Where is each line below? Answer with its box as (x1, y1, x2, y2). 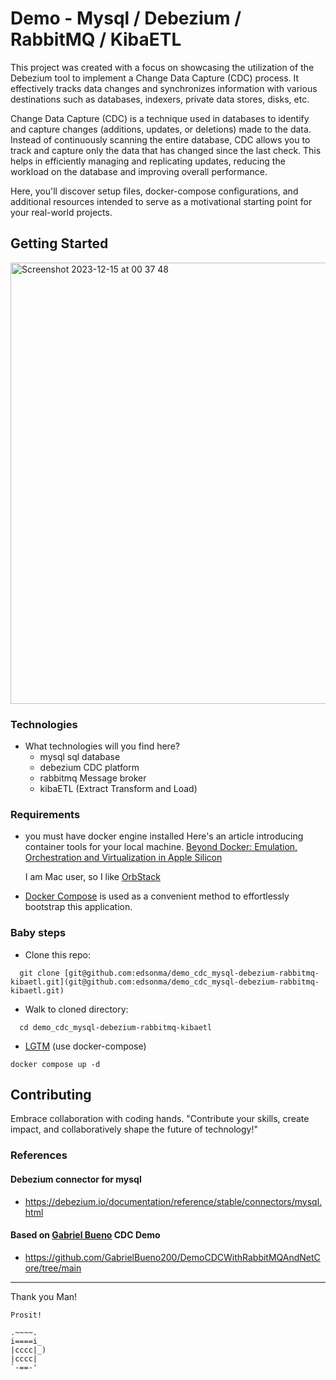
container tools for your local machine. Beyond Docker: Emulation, (24, 841, 298, 853)
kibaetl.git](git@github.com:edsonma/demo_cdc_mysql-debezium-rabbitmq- (10, 977, 320, 987)
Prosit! (10, 1310, 43, 1320)
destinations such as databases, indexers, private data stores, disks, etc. (10, 93, 310, 105)
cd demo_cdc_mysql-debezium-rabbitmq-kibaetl (19, 1022, 213, 1032)
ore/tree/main (24, 1262, 82, 1274)
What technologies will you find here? (24, 740, 180, 752)
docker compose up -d (10, 1059, 101, 1069)
